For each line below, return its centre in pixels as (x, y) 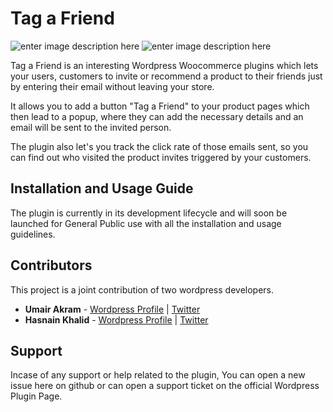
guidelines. (33, 234)
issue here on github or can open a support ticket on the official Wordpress (165, 386)
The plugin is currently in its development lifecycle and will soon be (149, 213)
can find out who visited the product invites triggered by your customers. (161, 157)
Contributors (51, 265)
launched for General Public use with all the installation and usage (146, 223)
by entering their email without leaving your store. (112, 86)
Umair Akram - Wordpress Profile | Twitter (112, 309)
